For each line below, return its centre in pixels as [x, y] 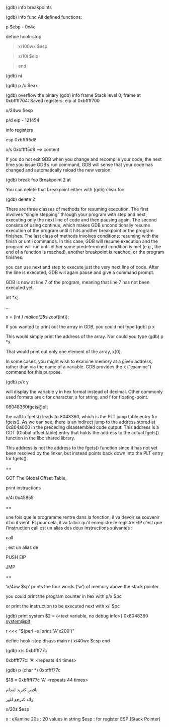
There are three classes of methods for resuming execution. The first [77, 209]
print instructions [23, 488]
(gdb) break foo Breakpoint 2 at [38, 180]
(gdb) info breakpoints [29, 7]
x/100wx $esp [32, 46]
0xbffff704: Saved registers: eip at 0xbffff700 [53, 101]
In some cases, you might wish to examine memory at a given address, [79, 361]
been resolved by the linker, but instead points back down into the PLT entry [84, 453]
